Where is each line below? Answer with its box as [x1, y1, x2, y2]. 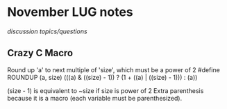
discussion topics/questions [7, 27, 88, 35]
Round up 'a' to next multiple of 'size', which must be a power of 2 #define [7, 65, 220, 74]
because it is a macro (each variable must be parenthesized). [7, 94, 183, 102]
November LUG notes [7, 4, 133, 20]
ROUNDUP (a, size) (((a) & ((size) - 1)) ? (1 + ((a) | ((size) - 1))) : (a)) [7, 73, 198, 81]
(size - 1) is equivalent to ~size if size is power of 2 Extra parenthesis [7, 86, 204, 94]
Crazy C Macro [7, 47, 74, 59]
